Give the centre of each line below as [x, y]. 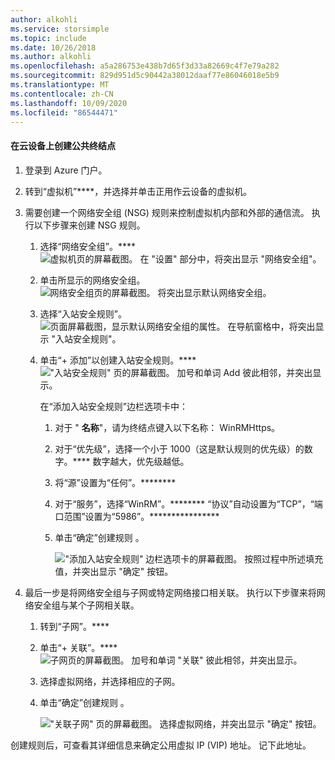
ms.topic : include [48, 38]
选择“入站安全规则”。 [83, 313]
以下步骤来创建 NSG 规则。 [89, 225]
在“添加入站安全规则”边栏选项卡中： [113, 406]
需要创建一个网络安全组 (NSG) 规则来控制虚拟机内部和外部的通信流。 [167, 212]
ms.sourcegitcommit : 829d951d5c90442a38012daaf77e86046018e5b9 [145, 76]
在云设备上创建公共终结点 [63, 145]
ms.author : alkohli [51, 57]
